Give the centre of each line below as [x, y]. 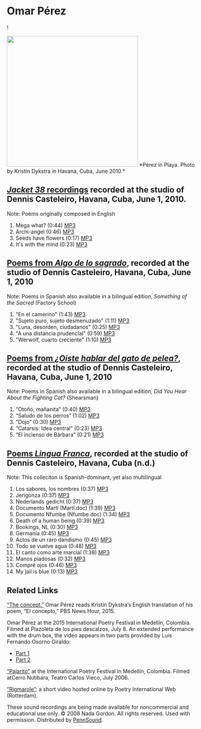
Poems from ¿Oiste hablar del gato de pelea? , [94, 358]
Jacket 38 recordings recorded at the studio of [96, 190]
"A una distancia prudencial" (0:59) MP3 [65, 333]
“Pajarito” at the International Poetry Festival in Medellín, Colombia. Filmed [98, 671]
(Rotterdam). [22, 696]
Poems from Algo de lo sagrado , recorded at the [98, 263]
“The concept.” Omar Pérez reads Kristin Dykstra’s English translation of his [100, 605]
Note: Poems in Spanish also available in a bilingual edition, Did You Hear [97, 391]
